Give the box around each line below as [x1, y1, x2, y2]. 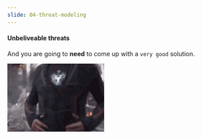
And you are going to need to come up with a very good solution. [7, 49, 196, 58]
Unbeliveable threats [7, 34, 70, 42]
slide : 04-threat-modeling [7, 11, 87, 18]
